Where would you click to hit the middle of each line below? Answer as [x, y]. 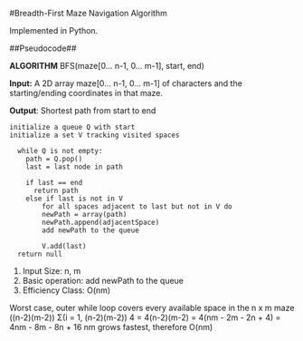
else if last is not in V [75, 199]
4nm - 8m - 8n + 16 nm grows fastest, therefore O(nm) [111, 327]
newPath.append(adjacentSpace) [101, 222]
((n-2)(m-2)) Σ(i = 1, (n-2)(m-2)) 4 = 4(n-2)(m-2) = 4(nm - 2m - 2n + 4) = [145, 317]
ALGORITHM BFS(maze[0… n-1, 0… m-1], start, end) [107, 66]
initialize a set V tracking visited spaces [95, 135]
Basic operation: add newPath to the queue [103, 281]
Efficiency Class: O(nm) [66, 290]
